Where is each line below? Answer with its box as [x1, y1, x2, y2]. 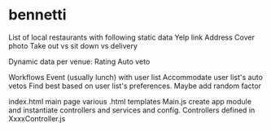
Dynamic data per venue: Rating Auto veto [8, 57, 151, 66]
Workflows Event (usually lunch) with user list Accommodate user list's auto [8, 72, 263, 82]
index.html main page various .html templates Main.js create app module [8, 96, 252, 106]
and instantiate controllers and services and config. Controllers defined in [8, 105, 256, 115]
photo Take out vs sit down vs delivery [8, 40, 138, 50]
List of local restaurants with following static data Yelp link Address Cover [8, 32, 255, 42]
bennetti [8, 6, 67, 24]
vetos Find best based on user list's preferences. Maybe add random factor [8, 81, 262, 91]
